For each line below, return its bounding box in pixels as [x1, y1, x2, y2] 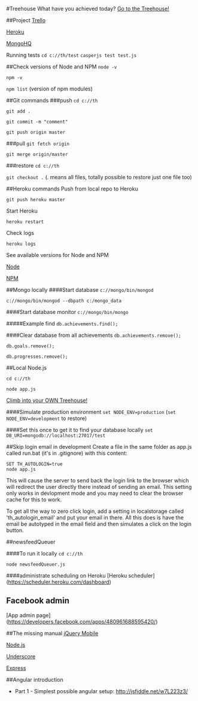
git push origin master [6, 129, 66, 135]
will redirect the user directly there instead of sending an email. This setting [6, 484, 192, 490]
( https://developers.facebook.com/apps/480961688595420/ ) [6, 618, 158, 625]
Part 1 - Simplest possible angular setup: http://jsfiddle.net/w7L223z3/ [14, 687, 188, 694]
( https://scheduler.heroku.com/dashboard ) [6, 578, 112, 585]
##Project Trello [6, 17, 46, 23]
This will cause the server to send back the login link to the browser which [6, 477, 190, 484]
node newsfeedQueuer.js [6, 561, 66, 567]
